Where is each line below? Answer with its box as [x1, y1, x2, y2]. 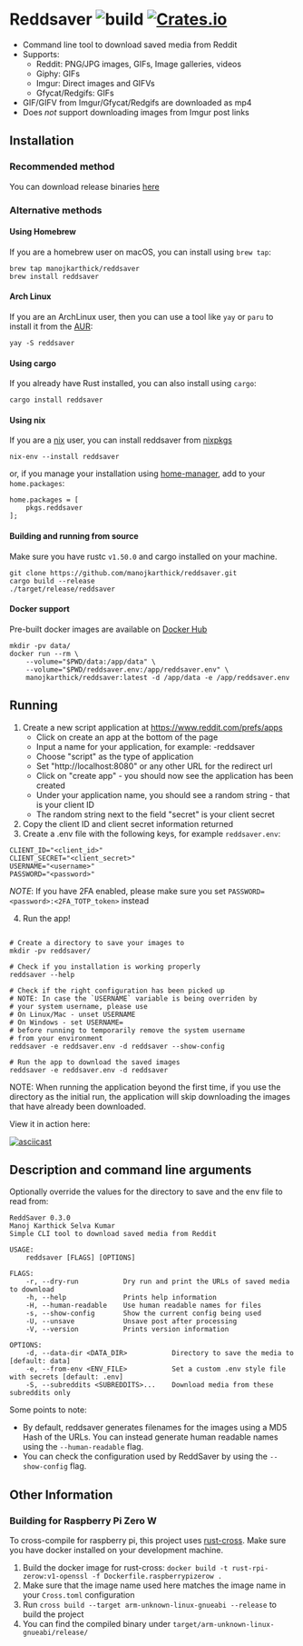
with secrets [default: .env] [9, 1372, 124, 1382]
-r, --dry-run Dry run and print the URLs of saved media [25, 1277, 290, 1286]
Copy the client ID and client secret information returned [22, 818, 234, 829]
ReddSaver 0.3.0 [9, 1213, 71, 1222]
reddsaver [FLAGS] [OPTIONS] [25, 1253, 136, 1262]
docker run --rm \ [9, 649, 79, 658]
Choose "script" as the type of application [35, 751, 194, 762]
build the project [22, 1609, 84, 1620]
